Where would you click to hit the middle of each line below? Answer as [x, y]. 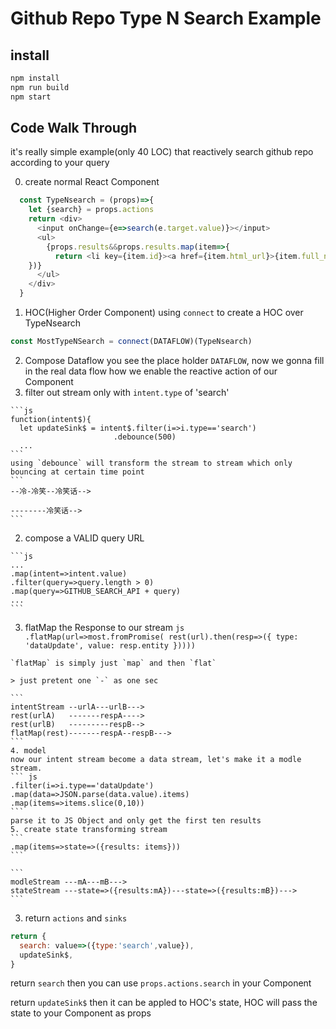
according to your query [60, 163]
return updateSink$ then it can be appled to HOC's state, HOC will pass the [164, 1003]
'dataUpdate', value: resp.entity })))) [110, 645]
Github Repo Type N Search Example [166, 18]
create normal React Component [92, 182]
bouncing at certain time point [77, 472]
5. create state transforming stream [89, 829]
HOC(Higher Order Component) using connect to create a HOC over [164, 313]
